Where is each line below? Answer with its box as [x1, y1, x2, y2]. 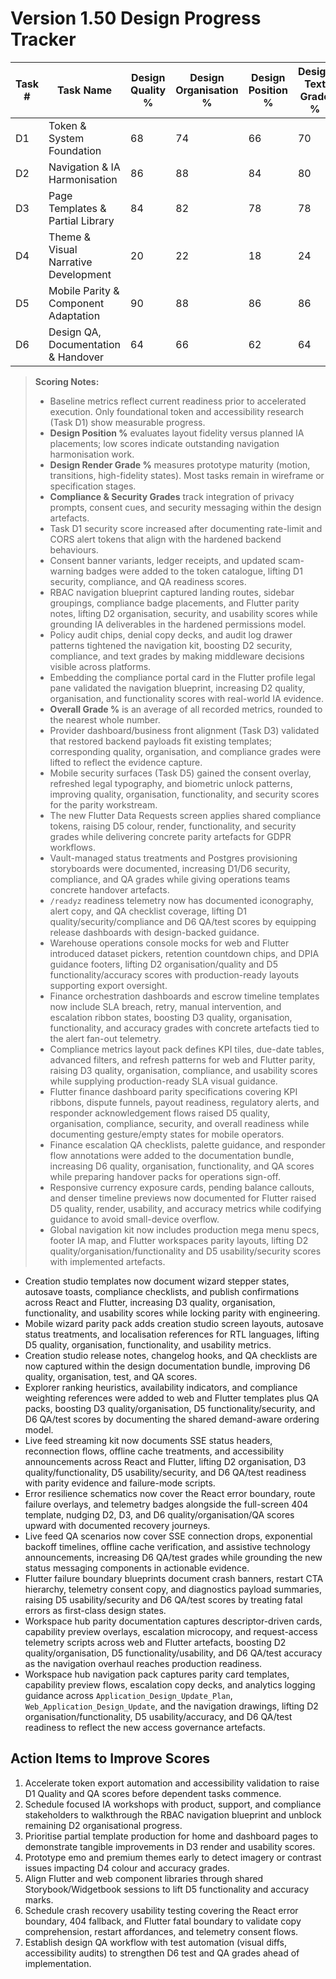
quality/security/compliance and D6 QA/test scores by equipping [49, 915, 317, 927]
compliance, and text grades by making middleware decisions [49, 650, 305, 662]
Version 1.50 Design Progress [10, 7, 262, 30]
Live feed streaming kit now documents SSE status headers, [24, 1434, 273, 1446]
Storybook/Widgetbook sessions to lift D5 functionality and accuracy [24, 1883, 310, 1895]
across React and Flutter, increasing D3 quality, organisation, [24, 1296, 276, 1308]
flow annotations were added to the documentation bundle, [49, 1149, 295, 1161]
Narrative [48, 255, 93, 269]
